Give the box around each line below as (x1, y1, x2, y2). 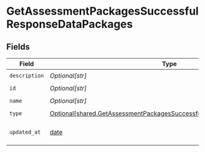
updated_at (9, 129, 41, 136)
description (9, 72, 45, 79)
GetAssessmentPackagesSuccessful (6, 4, 199, 18)
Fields (6, 42, 31, 52)
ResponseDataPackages (6, 17, 133, 31)
